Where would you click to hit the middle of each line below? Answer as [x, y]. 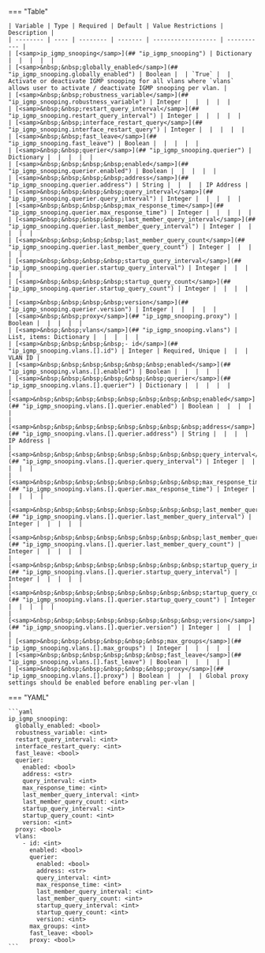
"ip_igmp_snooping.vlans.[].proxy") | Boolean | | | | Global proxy [128, 676]
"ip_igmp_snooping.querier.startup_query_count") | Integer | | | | [128, 288]
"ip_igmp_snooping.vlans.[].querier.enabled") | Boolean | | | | [137, 406]
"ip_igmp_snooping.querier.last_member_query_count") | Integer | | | [130, 247]
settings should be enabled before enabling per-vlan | [102, 683]
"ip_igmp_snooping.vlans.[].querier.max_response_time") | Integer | [139, 489]
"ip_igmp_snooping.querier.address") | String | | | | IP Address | [128, 185]
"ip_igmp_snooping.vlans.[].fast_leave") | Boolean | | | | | [119, 662]
